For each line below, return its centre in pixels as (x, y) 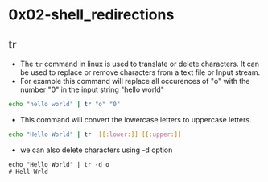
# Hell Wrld (28, 172)
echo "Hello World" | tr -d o (59, 164)
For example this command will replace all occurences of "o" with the (135, 81)
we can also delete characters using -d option (96, 150)
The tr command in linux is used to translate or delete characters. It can (140, 64)
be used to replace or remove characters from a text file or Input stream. (140, 72)
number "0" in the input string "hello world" (92, 89)
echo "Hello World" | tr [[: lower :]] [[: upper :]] (95, 134)
